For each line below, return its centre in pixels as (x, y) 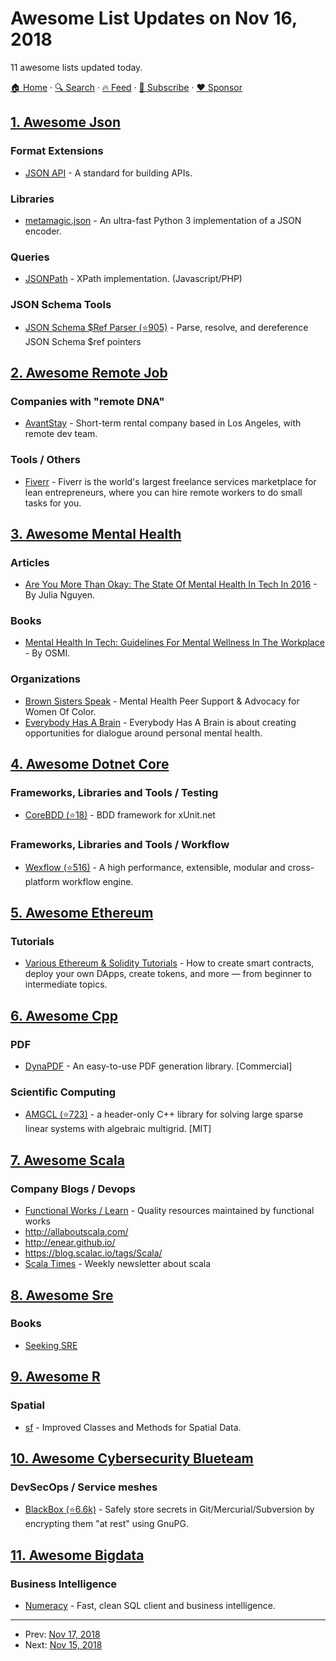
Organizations (45, 679)
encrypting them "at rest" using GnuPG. (106, 1524)
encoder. (43, 231)
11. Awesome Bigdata (77, 1555)
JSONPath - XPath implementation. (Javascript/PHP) (133, 279)
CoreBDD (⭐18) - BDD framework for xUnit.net (120, 815)
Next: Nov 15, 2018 (63, 1644)
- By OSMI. (47, 653)
